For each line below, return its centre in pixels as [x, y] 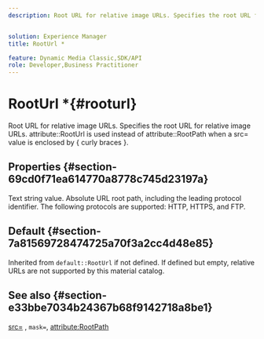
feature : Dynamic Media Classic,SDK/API [75, 58]
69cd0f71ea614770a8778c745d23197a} [108, 179]
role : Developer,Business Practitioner [73, 65]
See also [29, 295]
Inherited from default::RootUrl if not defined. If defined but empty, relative [132, 262]
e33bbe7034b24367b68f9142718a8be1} [110, 308]
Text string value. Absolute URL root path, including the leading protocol [125, 198]
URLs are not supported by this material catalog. [86, 271]
